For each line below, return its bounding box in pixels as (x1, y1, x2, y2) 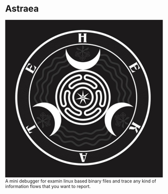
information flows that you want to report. (5, 183, 91, 189)
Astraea (5, 3, 39, 14)
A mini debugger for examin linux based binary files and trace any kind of (5, 178, 156, 184)
